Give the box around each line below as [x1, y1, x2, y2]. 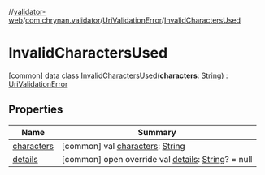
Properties [8, 103, 63, 117]
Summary [137, 126, 176, 138]
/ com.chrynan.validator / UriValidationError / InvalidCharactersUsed [22, 15, 241, 25]
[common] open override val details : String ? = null [61, 153, 253, 164]
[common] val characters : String [61, 140, 185, 152]
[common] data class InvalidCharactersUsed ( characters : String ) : [8, 70, 228, 80]
